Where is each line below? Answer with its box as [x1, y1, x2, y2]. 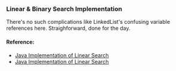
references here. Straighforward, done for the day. [6, 24, 131, 32]
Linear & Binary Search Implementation [6, 5, 123, 13]
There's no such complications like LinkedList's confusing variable [6, 18, 171, 26]
